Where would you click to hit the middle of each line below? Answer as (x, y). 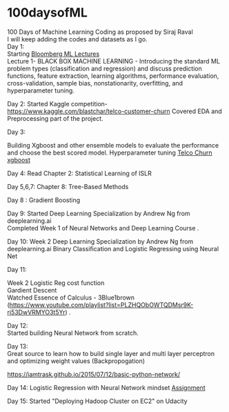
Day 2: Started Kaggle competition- (58, 104)
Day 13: (18, 346)
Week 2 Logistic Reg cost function (56, 283)
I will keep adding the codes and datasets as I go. (77, 39)
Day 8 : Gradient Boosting (44, 200)
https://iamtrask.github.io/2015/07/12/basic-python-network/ (94, 374)
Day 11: (17, 269)
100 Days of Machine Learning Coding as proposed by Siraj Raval (100, 32)
